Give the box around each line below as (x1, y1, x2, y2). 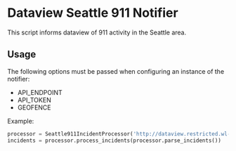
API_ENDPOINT (17, 88, 63, 96)
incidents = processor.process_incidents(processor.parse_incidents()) (7, 137, 221, 144)
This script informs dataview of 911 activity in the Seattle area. (7, 28, 187, 37)
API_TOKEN (17, 96, 51, 104)
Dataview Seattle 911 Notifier (7, 5, 178, 21)
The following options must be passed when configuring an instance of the (7, 67, 225, 75)
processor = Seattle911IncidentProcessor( (7, 130, 133, 138)
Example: (7, 117, 34, 125)
